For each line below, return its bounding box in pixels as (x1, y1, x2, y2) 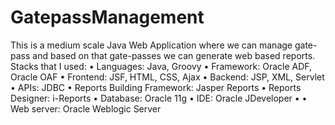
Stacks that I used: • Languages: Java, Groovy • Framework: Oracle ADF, (10, 60, 313, 72)
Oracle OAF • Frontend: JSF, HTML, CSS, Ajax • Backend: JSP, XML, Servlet (10, 71, 325, 83)
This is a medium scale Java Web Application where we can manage (10, 39, 293, 51)
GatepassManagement (10, 6, 205, 29)
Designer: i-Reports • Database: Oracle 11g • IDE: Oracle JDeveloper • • (10, 92, 308, 104)
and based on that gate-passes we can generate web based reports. (32, 49, 316, 61)
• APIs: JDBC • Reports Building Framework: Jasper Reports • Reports (10, 81, 302, 93)
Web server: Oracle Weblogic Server (10, 102, 162, 115)
